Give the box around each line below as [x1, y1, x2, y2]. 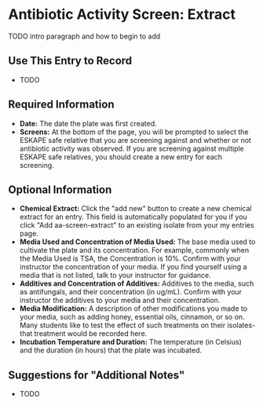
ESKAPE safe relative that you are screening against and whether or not [19, 135, 251, 144]
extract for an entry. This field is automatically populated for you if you [19, 212, 247, 221]
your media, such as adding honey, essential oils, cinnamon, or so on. [19, 312, 245, 322]
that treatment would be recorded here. [19, 329, 148, 338]
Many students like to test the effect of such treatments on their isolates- [19, 320, 256, 330]
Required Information [8, 98, 115, 111]
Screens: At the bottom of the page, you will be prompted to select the [19, 127, 249, 137]
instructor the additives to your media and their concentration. [19, 296, 221, 305]
